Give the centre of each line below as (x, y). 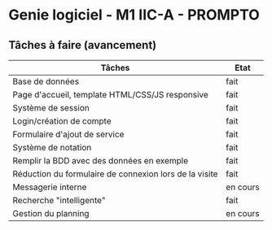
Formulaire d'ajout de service (68, 134)
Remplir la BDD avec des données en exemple (101, 161)
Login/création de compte (62, 121)
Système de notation (52, 148)
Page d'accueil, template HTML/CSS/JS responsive (111, 95)
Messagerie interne (50, 187)
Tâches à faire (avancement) (83, 45)
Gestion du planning (51, 213)
